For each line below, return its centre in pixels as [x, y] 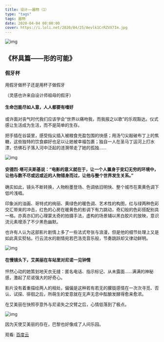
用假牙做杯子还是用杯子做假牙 [35, 85]
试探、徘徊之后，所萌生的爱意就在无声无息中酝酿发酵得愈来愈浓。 [80, 294]
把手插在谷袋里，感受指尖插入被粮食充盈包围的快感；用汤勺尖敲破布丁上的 [80, 136]
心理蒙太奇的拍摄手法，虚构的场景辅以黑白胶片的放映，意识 [99, 216]
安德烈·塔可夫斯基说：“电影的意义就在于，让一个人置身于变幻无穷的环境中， [82, 169]
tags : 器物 [15, 19]
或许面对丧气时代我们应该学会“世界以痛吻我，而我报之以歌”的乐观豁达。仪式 [82, 119]
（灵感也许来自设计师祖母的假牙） [39, 95]
